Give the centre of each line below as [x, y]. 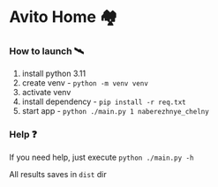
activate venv [46, 93]
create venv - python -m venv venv [85, 83]
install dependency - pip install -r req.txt [104, 101]
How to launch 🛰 [47, 51]
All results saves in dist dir [58, 174]
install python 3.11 [54, 74]
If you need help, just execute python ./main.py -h [101, 157]
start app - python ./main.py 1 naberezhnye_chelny [115, 111]
